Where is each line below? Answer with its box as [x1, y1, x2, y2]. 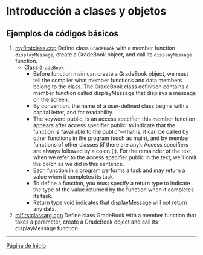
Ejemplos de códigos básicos [6, 28, 119, 39]
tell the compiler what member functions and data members [33, 77, 182, 84]
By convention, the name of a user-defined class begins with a [33, 102, 189, 110]
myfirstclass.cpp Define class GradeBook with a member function [14, 44, 175, 51]
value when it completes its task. [33, 173, 115, 180]
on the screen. [33, 96, 69, 103]
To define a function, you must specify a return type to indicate [33, 180, 190, 187]
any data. [33, 205, 57, 213]
